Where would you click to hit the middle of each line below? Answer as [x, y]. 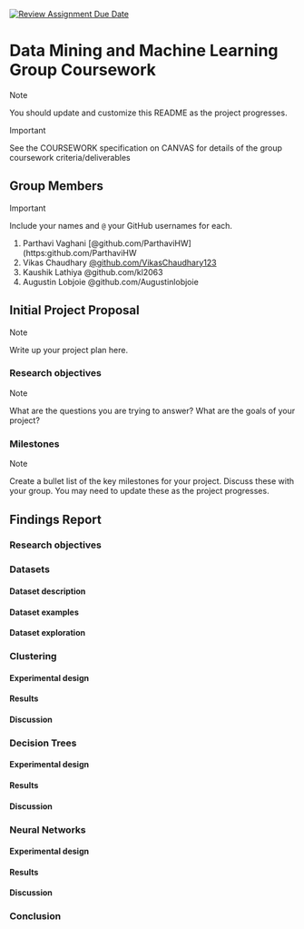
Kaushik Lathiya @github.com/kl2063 [93, 272]
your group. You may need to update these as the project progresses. [139, 491]
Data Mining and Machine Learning [144, 51]
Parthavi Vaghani [54, 243]
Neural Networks [48, 829]
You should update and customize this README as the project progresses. [148, 113]
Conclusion [35, 916]
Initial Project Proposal [74, 310]
